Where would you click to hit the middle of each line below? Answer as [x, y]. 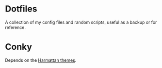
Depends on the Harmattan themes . [41, 60]
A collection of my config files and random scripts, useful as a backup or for [81, 22]
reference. [15, 27]
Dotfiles [21, 9]
